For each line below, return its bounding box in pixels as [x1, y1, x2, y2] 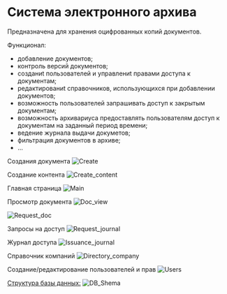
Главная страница [7, 184, 61, 192]
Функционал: [7, 41, 47, 49]
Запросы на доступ [7, 224, 65, 233]
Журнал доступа [7, 238, 57, 247]
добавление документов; [17, 54, 93, 63]
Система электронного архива [7, 4, 197, 20]
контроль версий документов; [17, 61, 108, 70]
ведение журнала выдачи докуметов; [17, 128, 131, 137]
